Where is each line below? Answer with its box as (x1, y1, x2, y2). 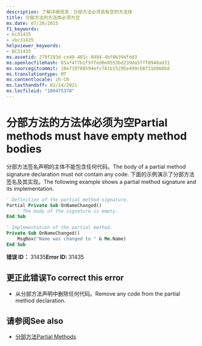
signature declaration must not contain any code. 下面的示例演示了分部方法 (6, 171, 195, 178)
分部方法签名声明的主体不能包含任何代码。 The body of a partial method (6, 163, 186, 170)
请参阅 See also (6, 316, 64, 327)
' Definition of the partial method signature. (6, 197, 130, 203)
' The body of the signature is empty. (17, 208, 119, 214)
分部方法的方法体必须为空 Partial (6, 116, 168, 130)
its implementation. (6, 185, 54, 192)
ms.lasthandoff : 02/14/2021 (6, 83, 78, 89)
